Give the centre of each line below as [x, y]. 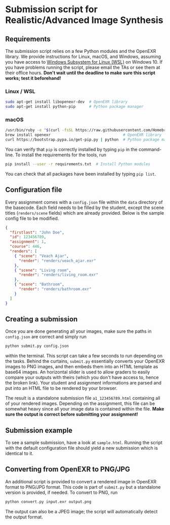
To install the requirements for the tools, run [60, 155]
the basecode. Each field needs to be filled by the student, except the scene [85, 208]
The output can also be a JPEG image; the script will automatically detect [81, 511]
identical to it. [19, 453]
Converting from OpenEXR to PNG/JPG [68, 469]
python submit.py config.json [37, 346]
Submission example [39, 430]
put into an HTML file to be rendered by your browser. [61, 388]
